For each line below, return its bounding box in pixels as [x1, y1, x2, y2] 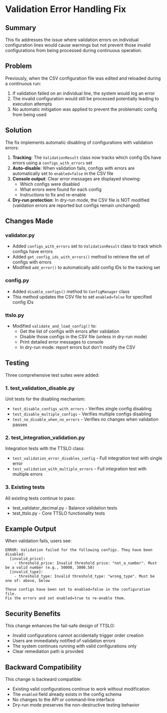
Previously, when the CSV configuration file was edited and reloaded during [5, 75, 161, 81]
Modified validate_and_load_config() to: [12, 323, 97, 329]
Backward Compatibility [5, 663, 82, 671]
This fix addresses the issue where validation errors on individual [5, 37, 139, 43]
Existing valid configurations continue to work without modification [12, 686, 150, 692]
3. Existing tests [5, 484, 45, 491]
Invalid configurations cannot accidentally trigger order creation [12, 632, 144, 638]
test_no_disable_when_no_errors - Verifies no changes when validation [12, 416, 159, 422]
